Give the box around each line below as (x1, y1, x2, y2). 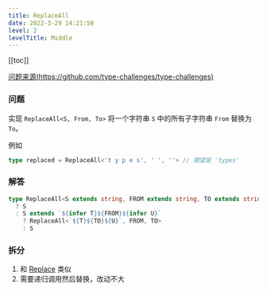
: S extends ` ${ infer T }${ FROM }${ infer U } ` (15, 210, 161, 218)
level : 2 (8, 26, 37, 34)
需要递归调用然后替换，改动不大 (19, 274, 125, 284)
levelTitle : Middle (8, 33, 73, 42)
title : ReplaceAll (8, 11, 69, 20)
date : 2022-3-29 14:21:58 (8, 19, 94, 27)
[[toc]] (8, 56, 29, 65)
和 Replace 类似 (19, 264, 72, 274)
